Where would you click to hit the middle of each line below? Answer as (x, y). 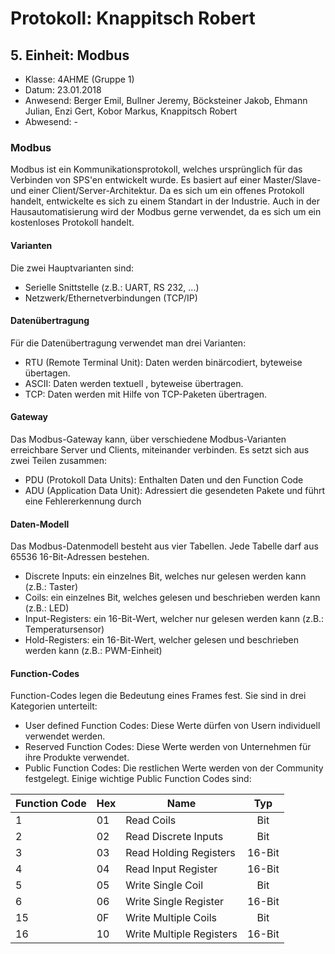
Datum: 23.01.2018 (63, 90)
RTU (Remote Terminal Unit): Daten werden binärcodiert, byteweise (163, 362)
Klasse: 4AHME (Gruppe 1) (79, 79)
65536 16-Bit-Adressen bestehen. (80, 557)
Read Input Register (171, 869)
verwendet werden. (65, 736)
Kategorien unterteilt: (54, 706)
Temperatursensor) (64, 629)
